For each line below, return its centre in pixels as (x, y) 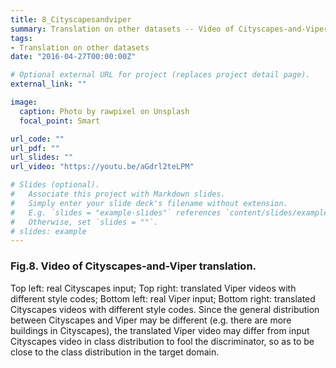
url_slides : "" (42, 157)
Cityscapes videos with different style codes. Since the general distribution (165, 309)
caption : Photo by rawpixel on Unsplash (104, 111)
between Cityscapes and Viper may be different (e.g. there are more (151, 320)
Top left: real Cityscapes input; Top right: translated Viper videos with (153, 288)
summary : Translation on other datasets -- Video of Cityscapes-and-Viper (169, 29)
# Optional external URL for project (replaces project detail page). (160, 75)
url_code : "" (37, 139)
